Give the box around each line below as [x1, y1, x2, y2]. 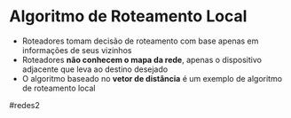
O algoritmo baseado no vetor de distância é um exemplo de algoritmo [21, 73, 282, 83]
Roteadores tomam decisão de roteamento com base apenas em [21, 35, 259, 46]
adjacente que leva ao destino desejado [21, 64, 169, 75]
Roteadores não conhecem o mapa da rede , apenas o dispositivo [21, 54, 262, 65]
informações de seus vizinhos [21, 44, 132, 55]
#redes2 [9, 99, 40, 110]
